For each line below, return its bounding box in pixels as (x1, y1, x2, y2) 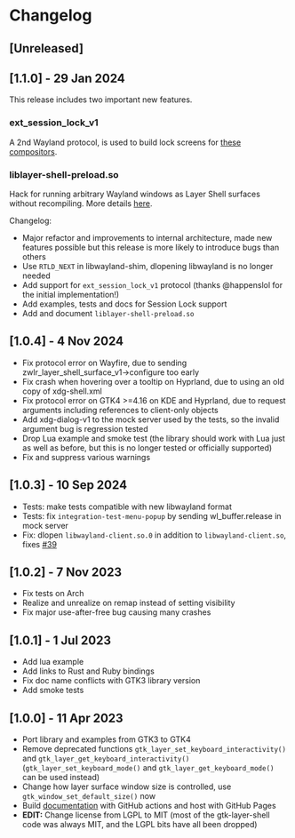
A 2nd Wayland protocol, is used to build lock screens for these (9, 137, 242, 148)
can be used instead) (21, 772, 100, 783)
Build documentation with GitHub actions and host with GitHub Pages (21, 801, 277, 811)
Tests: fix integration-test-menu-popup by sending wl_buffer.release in (21, 510, 282, 521)
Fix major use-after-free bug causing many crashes (21, 607, 211, 618)
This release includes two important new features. (9, 94, 193, 105)
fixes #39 (21, 539, 58, 549)
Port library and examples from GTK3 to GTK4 (21, 734, 191, 745)
